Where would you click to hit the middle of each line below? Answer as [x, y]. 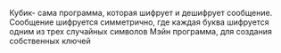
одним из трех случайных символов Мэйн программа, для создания [140, 31]
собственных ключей [50, 41]
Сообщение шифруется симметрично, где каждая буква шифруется [139, 22]
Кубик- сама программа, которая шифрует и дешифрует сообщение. [141, 13]
